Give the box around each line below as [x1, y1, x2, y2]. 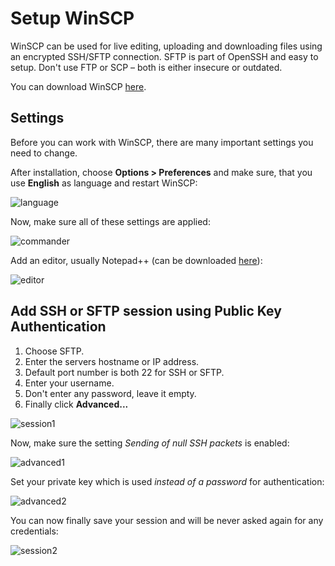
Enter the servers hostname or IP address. [24, 355, 200, 367]
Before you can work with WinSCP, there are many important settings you [10, 136, 314, 148]
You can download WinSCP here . [10, 80, 147, 92]
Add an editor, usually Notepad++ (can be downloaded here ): [10, 254, 263, 266]
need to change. [10, 147, 78, 159]
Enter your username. [24, 377, 115, 389]
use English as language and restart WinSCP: [10, 177, 198, 189]
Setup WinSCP [10, 7, 135, 30]
